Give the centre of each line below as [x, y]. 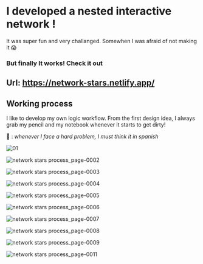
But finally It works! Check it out [55, 63]
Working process [40, 104]
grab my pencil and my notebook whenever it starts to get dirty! [86, 125]
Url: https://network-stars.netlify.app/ [81, 83]
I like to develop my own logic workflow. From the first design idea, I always [101, 118]
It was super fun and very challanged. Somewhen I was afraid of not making [102, 41]
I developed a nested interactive [89, 11]
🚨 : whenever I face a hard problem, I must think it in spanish [82, 137]
